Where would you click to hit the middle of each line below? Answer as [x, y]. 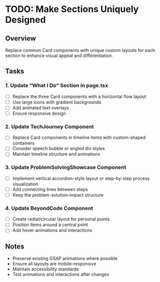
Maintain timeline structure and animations [56, 154]
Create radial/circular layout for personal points [61, 219]
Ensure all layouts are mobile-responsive [54, 264]
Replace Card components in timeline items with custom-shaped [79, 137]
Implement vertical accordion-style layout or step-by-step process [81, 178]
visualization [25, 184]
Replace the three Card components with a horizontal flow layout [79, 96]
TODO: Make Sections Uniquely [72, 9]
